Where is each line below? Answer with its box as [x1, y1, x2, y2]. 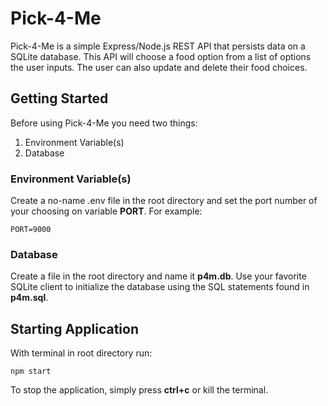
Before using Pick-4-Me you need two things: [10, 117, 198, 129]
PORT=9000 [10, 225, 52, 235]
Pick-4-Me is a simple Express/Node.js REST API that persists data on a [10, 40, 306, 52]
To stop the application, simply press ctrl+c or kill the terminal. [10, 384, 269, 396]
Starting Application [10, 320, 140, 337]
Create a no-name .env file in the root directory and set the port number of [10, 195, 318, 207]
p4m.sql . [10, 292, 49, 304]
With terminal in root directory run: [10, 347, 153, 359]
